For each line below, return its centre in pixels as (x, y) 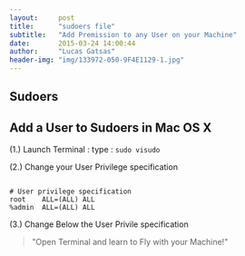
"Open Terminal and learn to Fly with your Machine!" (130, 242)
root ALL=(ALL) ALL (52, 200)
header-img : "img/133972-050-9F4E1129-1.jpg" (97, 60)
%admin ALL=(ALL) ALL (52, 208)
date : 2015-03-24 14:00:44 (73, 43)
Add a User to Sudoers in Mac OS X (111, 128)
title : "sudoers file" (63, 26)
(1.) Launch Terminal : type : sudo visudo (85, 150)
